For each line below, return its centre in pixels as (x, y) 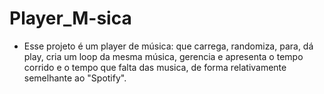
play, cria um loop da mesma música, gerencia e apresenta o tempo (163, 56)
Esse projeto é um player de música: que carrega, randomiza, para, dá (168, 46)
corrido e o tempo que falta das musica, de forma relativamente (155, 67)
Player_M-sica (70, 18)
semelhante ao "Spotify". (75, 78)
